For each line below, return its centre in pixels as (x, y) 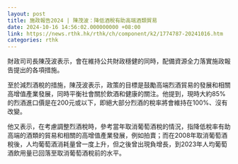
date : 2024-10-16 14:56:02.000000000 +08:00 (74, 27)
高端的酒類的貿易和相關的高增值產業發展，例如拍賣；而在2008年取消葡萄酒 (118, 136)
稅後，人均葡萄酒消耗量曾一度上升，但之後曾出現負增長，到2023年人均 (111, 144)
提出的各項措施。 (38, 70)
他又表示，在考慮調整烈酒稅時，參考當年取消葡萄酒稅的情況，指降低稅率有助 (119, 127)
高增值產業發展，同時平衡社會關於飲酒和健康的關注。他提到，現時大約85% (117, 94)
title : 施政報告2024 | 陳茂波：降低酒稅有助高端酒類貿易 (83, 20)
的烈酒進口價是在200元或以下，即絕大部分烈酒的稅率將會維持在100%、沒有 (118, 102)
